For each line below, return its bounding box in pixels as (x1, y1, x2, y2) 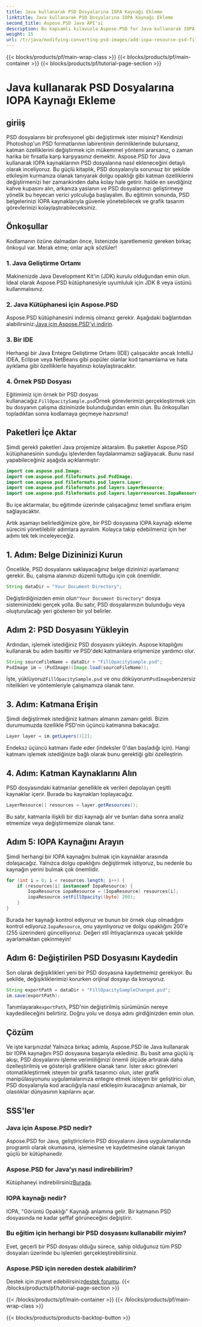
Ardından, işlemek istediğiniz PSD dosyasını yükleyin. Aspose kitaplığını (6, 641, 183, 648)
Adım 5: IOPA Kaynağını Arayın (6, 837, 124, 847)
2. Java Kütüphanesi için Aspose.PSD (6, 301, 118, 309)
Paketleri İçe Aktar (6, 427, 77, 438)
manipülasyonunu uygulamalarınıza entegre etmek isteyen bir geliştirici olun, (6, 1075, 195, 1082)
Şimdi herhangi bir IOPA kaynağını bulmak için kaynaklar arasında (6, 853, 168, 860)
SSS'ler (6, 1105, 35, 1115)
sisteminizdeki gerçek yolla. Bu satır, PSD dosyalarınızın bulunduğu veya (6, 601, 185, 608)
